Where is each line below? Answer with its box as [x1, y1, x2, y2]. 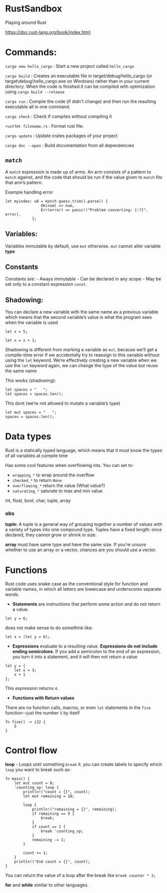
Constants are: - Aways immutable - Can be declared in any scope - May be [5, 276, 162, 282]
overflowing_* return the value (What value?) [12, 482, 106, 489]
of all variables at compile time [5, 452, 68, 459]
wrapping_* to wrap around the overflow [12, 472, 95, 478]
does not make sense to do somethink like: [5, 625, 93, 631]
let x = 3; [14, 668, 37, 673]
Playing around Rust [5, 19, 46, 25]
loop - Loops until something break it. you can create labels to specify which [5, 761, 163, 767]
